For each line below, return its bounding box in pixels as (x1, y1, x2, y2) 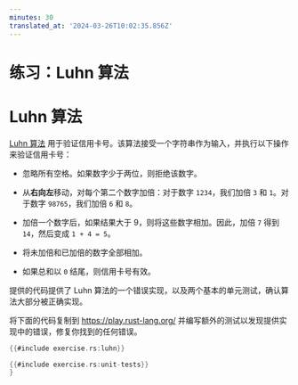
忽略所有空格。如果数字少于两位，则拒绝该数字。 (21, 168, 202, 178)
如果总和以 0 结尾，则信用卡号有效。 (21, 266, 156, 276)
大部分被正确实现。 (16, 296, 87, 307)
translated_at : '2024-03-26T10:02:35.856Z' (9, 21, 173, 30)
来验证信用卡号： (9, 149, 72, 160)
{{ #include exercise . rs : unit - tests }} (9, 360, 149, 369)
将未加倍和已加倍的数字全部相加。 (21, 247, 148, 258)
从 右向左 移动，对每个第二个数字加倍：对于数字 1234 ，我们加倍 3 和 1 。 (21, 186, 282, 197)
